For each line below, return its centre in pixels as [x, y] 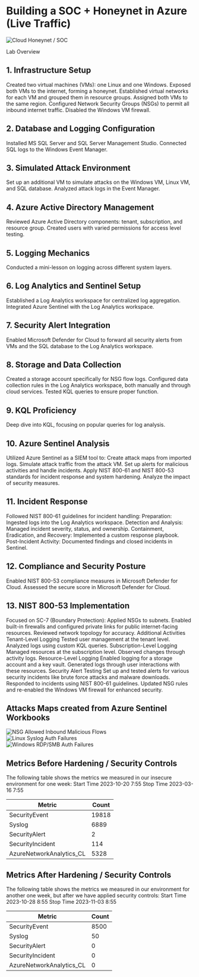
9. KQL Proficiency [41, 410]
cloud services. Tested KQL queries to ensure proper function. [83, 392]
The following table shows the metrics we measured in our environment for [98, 889]
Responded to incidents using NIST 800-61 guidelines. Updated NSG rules [97, 683]
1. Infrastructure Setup [49, 71]
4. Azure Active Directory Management [80, 207]
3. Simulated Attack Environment [68, 168]
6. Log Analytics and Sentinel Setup [74, 286]
